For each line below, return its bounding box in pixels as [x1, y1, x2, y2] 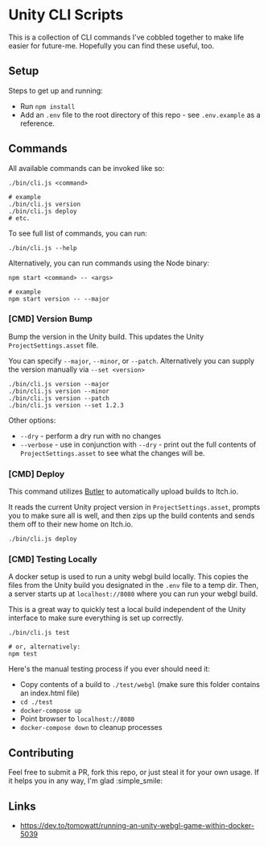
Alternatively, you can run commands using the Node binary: [8, 258, 209, 268]
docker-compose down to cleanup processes [19, 723, 163, 732]
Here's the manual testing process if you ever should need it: [8, 664, 211, 674]
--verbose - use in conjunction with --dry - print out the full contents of [19, 440, 257, 449]
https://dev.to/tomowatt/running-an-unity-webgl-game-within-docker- [19, 821, 255, 831]
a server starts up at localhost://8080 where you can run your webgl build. [8, 589, 258, 598]
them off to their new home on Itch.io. [8, 519, 134, 529]
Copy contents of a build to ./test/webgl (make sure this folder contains [19, 680, 260, 690]
